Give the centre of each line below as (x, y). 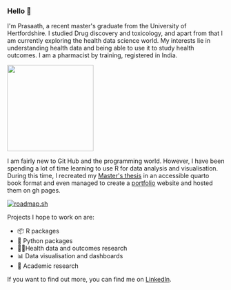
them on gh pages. (34, 191)
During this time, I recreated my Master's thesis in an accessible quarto (108, 176)
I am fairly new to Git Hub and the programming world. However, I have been (116, 161)
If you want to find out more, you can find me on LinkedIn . (89, 280)
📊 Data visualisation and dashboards (70, 256)
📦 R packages (38, 231)
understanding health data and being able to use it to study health (101, 48)
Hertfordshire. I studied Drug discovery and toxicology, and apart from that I (115, 33)
